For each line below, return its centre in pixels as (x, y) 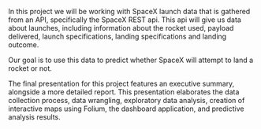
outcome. (24, 45)
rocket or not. (30, 68)
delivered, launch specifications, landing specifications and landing (117, 36)
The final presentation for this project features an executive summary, (121, 83)
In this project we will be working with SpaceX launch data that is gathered (129, 11)
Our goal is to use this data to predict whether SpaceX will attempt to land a (131, 60)
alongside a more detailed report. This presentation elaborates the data (124, 92)
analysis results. (34, 117)
